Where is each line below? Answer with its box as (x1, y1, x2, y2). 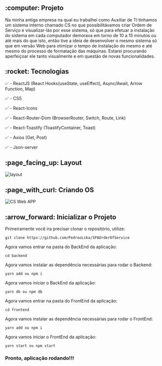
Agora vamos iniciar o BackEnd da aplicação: (5, 280, 96, 286)
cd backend (5, 254, 27, 258)
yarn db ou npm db (5, 289, 42, 295)
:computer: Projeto (5, 4, 64, 12)
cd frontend (5, 307, 29, 312)
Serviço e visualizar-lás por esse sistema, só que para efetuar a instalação (5, 27, 155, 33)
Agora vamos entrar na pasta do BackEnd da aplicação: (5, 244, 117, 250)
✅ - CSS (5, 95, 22, 101)
